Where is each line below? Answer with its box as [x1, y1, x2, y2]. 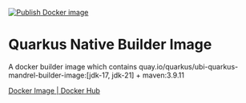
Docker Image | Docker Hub [8, 85, 100, 95]
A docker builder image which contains [8, 61, 138, 71]
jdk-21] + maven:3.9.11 [111, 70, 184, 80]
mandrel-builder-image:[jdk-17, [8, 70, 111, 80]
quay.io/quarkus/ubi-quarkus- [139, 61, 239, 71]
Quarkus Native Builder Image [8, 36, 212, 53]
